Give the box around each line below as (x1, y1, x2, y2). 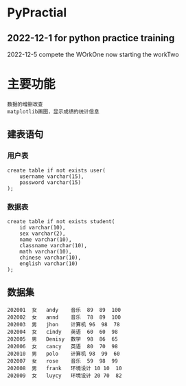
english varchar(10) (19, 260, 78, 267)
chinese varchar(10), (19, 254, 81, 261)
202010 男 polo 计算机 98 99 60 (7, 350, 120, 357)
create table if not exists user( (7, 167, 106, 174)
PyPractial (7, 5, 67, 21)
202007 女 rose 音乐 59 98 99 (7, 357, 118, 365)
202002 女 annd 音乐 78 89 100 (7, 314, 121, 321)
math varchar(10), (19, 248, 72, 255)
